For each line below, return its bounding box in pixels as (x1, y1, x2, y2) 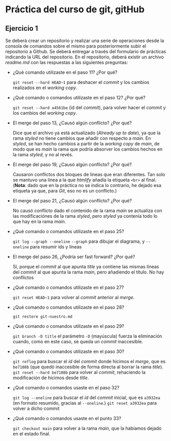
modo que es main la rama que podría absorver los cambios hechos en (12, 146, 163, 152)
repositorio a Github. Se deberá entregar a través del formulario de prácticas (5, 49, 166, 54)
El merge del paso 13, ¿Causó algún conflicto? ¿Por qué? (12, 120, 132, 126)
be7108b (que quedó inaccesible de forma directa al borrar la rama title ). (12, 364, 163, 370)
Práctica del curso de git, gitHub (5, 4, 144, 15)
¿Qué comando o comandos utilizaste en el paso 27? (12, 284, 124, 290)
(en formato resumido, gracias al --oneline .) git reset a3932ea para (12, 400, 157, 406)
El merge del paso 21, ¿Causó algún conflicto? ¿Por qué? (12, 198, 132, 203)
